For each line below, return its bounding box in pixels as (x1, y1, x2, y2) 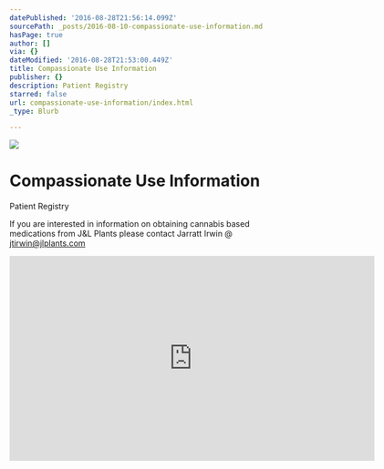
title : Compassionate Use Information (9, 65, 157, 74)
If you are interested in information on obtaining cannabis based (9, 219, 250, 229)
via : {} (9, 47, 39, 56)
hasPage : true (9, 30, 64, 39)
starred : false (9, 89, 67, 98)
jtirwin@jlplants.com (9, 238, 86, 249)
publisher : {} (9, 73, 64, 82)
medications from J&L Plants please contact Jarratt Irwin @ (9, 229, 233, 240)
